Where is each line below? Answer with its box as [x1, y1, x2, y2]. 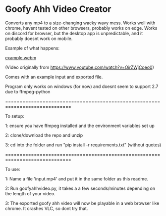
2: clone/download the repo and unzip [5, 132, 83, 138]
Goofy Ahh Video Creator [5, 3, 111, 15]
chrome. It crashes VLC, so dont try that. [5, 205, 88, 211]
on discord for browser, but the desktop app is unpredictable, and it [5, 30, 143, 36]
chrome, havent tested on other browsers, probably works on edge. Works [5, 25, 158, 31]
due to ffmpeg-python [5, 88, 51, 94]
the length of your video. [5, 190, 55, 196]
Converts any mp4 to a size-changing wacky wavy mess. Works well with [5, 20, 156, 26]
